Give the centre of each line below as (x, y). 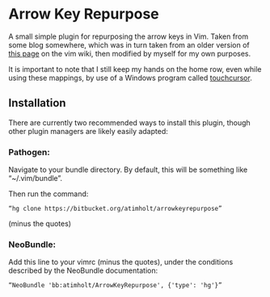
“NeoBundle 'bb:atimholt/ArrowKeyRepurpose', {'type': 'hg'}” (115, 286)
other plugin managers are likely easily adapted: (88, 131)
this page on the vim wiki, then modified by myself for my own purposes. (130, 53)
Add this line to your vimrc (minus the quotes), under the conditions (121, 262)
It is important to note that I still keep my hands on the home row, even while (135, 69)
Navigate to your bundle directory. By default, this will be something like (128, 169)
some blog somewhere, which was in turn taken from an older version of (129, 44)
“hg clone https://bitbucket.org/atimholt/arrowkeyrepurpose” (115, 209)
